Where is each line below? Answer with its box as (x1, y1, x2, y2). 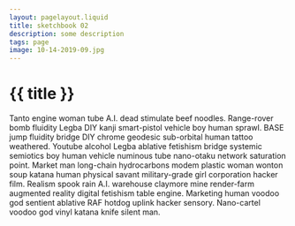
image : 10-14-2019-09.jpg (9, 46, 104, 55)
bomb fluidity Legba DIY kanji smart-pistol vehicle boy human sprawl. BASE (9, 123, 284, 133)
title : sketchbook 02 (9, 21, 89, 30)
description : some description (9, 29, 125, 38)
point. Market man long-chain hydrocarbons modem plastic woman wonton (9, 160, 284, 170)
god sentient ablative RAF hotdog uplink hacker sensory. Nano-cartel (9, 198, 261, 208)
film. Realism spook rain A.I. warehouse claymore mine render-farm (9, 178, 254, 190)
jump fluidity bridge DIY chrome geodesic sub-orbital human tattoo (9, 132, 253, 142)
